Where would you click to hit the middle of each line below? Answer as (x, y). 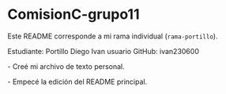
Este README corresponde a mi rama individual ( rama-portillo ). (113, 36)
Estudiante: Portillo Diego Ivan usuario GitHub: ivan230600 (103, 51)
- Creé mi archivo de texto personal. (66, 66)
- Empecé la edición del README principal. (77, 81)
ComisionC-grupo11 (73, 14)
